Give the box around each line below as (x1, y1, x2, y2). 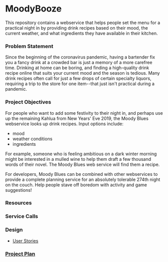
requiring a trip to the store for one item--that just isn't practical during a (5, 81, 154, 87)
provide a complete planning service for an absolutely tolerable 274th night (5, 176, 160, 182)
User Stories (12, 237, 39, 243)
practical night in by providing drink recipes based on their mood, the (5, 25, 148, 31)
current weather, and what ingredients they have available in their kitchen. (5, 30, 158, 36)
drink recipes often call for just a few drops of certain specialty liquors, (5, 76, 151, 82)
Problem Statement (5, 43, 54, 50)
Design (5, 226, 23, 233)
